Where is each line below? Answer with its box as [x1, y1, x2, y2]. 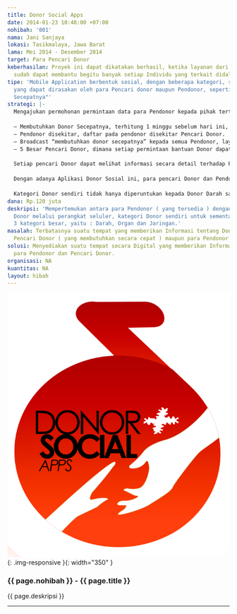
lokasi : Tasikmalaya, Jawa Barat [7, 41, 106, 49]
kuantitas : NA [7, 265, 49, 272]
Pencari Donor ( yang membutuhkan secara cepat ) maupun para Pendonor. [13, 235, 232, 242]
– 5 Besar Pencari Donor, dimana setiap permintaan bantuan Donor [13, 146, 213, 153]
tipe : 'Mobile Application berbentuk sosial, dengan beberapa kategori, [7, 78, 226, 85]
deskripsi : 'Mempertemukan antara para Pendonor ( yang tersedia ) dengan [7, 205, 232, 212]
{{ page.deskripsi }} [7, 592, 65, 601]
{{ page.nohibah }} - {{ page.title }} [7, 576, 130, 586]
